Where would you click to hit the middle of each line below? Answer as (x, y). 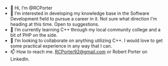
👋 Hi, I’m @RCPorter (31, 8)
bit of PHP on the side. (34, 35)
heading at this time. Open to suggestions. (55, 24)
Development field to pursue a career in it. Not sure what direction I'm (83, 19)
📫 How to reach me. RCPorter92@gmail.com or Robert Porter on (79, 52)
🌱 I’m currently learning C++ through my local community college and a (85, 30)
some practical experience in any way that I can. (61, 46)
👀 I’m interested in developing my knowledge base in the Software (80, 13)
